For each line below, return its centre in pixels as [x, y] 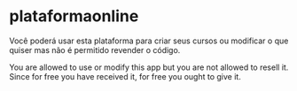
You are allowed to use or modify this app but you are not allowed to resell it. [149, 67]
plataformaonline [74, 16]
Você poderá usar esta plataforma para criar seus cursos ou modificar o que [149, 41]
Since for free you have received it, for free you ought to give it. [125, 76]
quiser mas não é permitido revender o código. [95, 49]
